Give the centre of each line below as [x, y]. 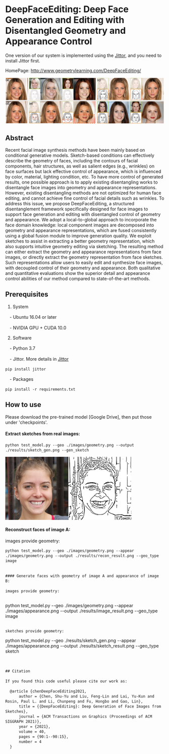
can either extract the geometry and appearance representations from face [83, 252]
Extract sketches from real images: [43, 434]
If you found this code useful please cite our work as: [66, 681]
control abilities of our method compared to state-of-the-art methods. [78, 278]
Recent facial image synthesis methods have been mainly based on [75, 150]
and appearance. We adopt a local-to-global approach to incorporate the [81, 219]
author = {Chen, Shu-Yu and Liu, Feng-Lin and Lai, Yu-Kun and [87, 696]
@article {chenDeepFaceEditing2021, [48, 691]
